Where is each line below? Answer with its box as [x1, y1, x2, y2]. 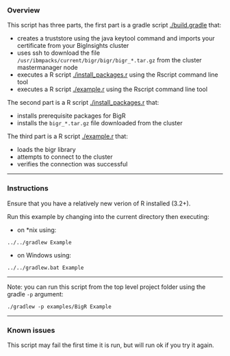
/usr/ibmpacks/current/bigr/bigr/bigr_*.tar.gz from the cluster [16, 56, 202, 64]
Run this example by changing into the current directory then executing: [7, 212, 210, 220]
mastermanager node [16, 64, 79, 72]
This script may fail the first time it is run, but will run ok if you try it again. [7, 341, 214, 349]
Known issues [7, 325, 55, 335]
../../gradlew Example [7, 239, 72, 246]
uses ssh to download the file [16, 49, 101, 57]
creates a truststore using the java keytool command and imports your [16, 34, 216, 42]
